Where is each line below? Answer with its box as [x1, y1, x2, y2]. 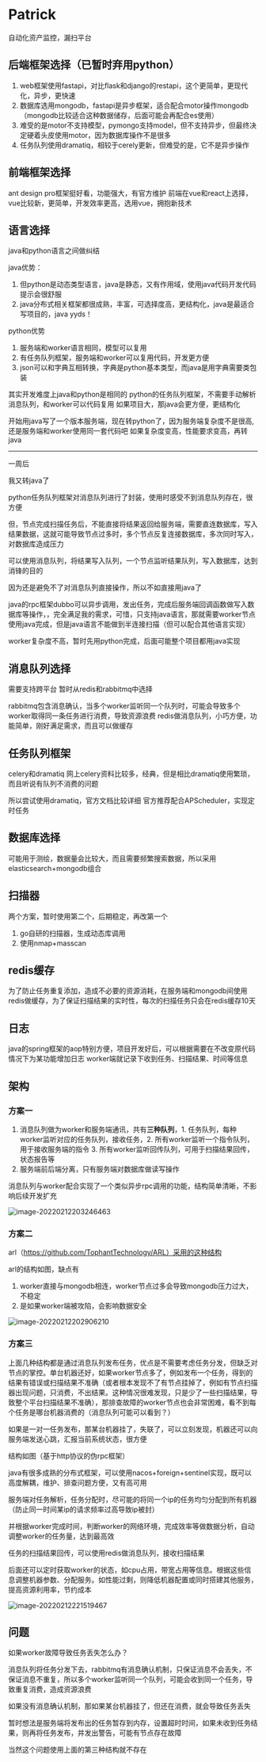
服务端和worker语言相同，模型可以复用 [19, 343, 147, 353]
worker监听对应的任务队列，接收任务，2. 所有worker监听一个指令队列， [19, 1134, 255, 1144]
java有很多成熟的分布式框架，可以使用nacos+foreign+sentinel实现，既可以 [8, 1468, 252, 1477]
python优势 [8, 327, 45, 336]
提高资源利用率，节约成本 [8, 1584, 92, 1594]
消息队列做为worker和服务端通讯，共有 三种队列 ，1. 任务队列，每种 [19, 1124, 237, 1134]
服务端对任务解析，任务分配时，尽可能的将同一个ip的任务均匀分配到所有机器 [8, 1494, 257, 1504]
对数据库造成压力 [8, 539, 64, 548]
